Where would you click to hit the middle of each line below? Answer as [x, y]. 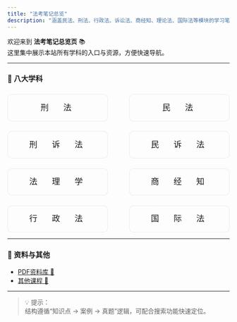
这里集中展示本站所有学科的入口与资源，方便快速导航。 [87, 52]
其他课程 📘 [33, 280]
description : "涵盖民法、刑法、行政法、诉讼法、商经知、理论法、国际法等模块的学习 [116, 20]
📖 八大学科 [25, 79]
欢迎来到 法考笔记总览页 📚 [47, 41]
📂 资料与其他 [29, 255]
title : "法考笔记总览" [37, 14]
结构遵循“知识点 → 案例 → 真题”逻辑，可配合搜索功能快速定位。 [117, 311]
